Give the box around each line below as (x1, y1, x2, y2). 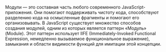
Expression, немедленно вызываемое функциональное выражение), (5, 36, 150, 42)
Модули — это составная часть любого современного (5, 4, 121, 10)
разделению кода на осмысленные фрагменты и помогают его (5, 15, 140, 20)
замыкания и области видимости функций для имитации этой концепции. (5, 41, 162, 47)
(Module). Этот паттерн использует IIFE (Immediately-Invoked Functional (5, 31, 156, 36)
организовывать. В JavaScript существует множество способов (5, 20, 141, 26)
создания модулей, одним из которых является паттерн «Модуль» (5, 25, 147, 31)
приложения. (5, 9, 33, 15)
